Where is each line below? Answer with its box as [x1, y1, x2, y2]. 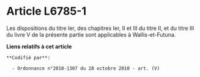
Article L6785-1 [6, 4, 87, 18]
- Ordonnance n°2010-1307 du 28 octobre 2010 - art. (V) [12, 65, 160, 71]
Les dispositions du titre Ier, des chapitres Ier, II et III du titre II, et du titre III [6, 24, 194, 32]
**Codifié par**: [6, 54, 51, 61]
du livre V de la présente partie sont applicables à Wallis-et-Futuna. [6, 31, 176, 38]
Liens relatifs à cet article [6, 43, 72, 50]
